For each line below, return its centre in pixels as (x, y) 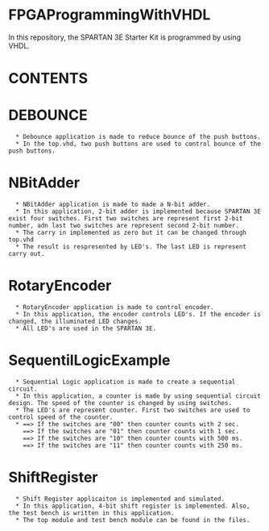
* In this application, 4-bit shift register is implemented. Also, (133, 506)
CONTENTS (48, 79)
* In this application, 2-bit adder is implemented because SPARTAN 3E (139, 211)
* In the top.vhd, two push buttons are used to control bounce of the (139, 144)
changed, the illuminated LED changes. (75, 321)
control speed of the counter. (61, 417)
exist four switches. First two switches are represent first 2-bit (126, 219)
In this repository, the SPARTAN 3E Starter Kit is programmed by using (125, 37)
